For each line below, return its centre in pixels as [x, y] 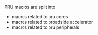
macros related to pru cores [40, 17]
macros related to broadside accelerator [52, 22]
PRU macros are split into [30, 7]
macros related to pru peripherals [45, 27]
